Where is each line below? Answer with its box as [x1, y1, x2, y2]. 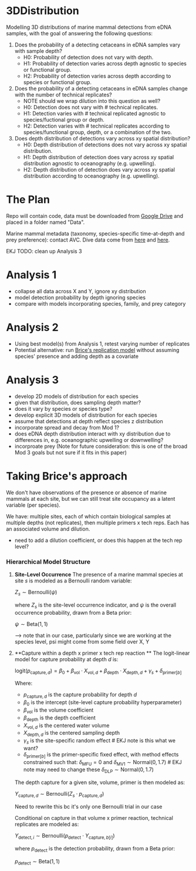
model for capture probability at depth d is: [14, 655, 119, 662]
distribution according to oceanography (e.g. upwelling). [23, 172, 160, 179]
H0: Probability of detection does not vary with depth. [23, 53, 154, 61]
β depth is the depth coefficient [23, 714, 96, 722]
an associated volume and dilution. [6, 525, 90, 532]
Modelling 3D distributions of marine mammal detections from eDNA [6, 24, 172, 31]
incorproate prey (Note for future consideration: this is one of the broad [14, 443, 188, 450]
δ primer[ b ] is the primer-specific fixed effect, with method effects [23, 751, 179, 759]
